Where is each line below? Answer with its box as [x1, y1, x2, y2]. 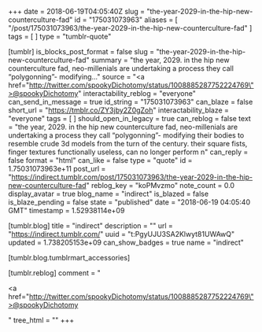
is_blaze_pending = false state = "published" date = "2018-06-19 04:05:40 [8, 197, 250, 207]
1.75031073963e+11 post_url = [8, 164, 106, 173]
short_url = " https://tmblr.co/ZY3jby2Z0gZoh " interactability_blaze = [8, 105, 230, 115]
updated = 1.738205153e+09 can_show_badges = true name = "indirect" [8, 238, 244, 247]
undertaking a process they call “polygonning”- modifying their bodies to [8, 131, 245, 140]
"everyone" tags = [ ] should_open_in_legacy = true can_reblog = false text [8, 114, 252, 123]
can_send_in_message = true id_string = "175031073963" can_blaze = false [8, 98, 253, 106]
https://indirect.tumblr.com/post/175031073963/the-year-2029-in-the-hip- [11, 172, 253, 182]
